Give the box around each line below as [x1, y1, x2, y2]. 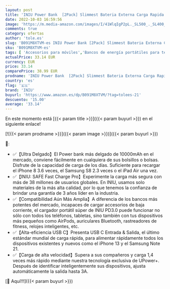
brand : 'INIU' [5, 87, 35, 93]
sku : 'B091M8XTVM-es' [5, 45, 51, 50]
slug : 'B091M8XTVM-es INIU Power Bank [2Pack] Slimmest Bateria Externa [5, 41, 162, 46]
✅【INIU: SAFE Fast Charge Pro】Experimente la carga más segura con [12, 173, 162, 180]
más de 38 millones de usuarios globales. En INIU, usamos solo [12, 179, 145, 186]
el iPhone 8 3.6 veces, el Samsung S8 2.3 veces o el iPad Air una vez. [12, 168, 158, 174]
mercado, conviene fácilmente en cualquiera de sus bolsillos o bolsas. [12, 157, 159, 163]
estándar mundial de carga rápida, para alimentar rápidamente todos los [12, 235, 163, 241]
